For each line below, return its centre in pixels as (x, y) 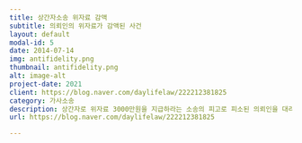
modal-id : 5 (31, 42)
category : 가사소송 (42, 101)
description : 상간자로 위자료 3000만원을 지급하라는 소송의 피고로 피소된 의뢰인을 (144, 109)
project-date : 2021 (46, 84)
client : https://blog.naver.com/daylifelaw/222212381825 (118, 92)
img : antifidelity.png (52, 59)
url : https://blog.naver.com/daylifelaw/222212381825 (112, 117)
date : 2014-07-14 (42, 51)
